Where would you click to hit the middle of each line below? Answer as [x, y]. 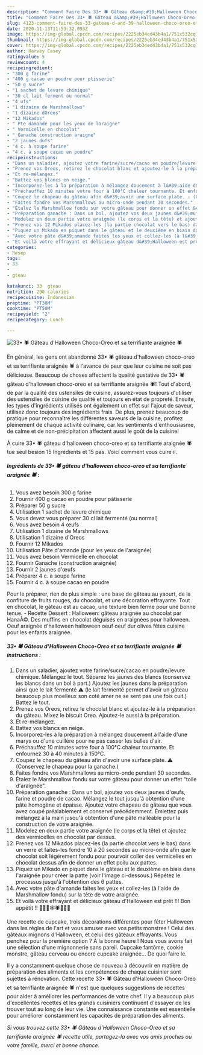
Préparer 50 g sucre [40, 505]
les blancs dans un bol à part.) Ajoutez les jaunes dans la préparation [101, 683]
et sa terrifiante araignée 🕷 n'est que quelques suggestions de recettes [96, 987]
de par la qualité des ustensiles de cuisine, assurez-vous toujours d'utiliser [99, 392]
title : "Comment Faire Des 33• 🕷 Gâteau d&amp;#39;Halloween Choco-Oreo [101, 17]
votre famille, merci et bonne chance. [53, 1045]
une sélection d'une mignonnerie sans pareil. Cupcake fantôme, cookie [95, 947]
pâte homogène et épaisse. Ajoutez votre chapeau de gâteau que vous [104, 805]
